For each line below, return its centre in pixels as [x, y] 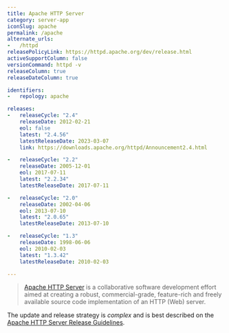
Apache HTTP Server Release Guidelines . [66, 323]
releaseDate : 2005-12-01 [55, 166]
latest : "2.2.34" [44, 179]
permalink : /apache [35, 33]
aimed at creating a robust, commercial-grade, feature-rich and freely [123, 294]
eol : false [35, 128]
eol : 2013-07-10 [43, 211]
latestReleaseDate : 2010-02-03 [64, 262]
